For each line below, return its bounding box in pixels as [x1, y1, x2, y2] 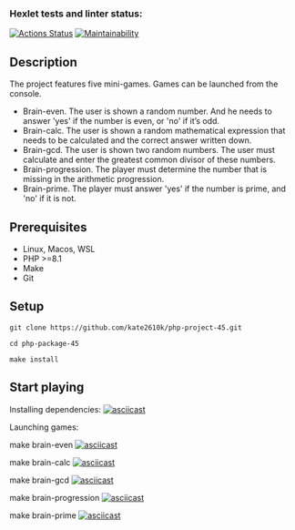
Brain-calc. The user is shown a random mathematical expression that [22, 126, 286, 137]
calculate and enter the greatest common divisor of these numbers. [22, 154, 276, 166]
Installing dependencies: [9, 403, 102, 414]
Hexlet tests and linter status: [9, 7, 143, 20]
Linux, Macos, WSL [22, 243, 96, 254]
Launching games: [9, 422, 79, 433]
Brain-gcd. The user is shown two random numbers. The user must [22, 145, 275, 156]
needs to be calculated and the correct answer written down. [22, 135, 252, 146]
